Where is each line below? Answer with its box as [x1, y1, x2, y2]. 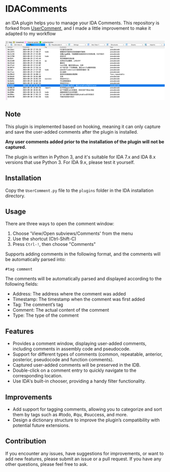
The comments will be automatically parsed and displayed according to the [5, 276, 162, 282]
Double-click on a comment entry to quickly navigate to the [12, 367, 137, 373]
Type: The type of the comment [12, 312, 79, 319]
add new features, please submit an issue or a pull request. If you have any [5, 456, 162, 462]
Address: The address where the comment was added [12, 291, 126, 297]
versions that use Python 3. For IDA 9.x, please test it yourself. [5, 159, 135, 165]
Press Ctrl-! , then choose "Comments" [12, 241, 96, 247]
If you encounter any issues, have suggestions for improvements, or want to [5, 450, 164, 456]
